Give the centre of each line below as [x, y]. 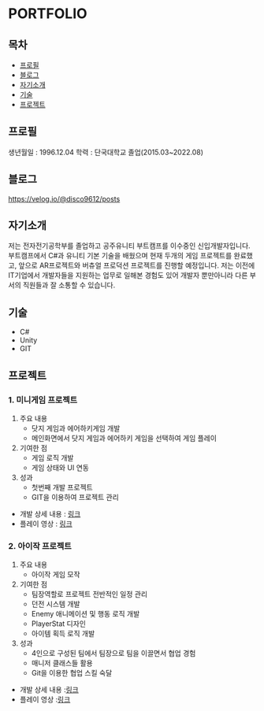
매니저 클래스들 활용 [62, 663]
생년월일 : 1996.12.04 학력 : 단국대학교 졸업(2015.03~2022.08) [106, 152]
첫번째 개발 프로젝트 [62, 487]
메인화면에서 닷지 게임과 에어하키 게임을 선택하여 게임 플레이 [124, 438]
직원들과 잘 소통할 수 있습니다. [69, 285]
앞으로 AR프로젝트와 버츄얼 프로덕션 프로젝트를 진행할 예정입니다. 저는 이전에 [137, 265]
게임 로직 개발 [52, 457]
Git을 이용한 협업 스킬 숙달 [72, 673]
